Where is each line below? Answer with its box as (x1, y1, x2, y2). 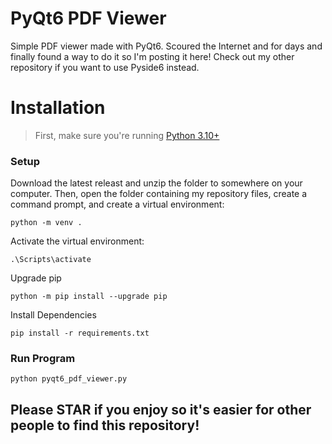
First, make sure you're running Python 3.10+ (34, 129, 220, 141)
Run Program (10, 352, 76, 366)
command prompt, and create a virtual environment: (10, 198, 225, 211)
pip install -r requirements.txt (10, 328, 150, 339)
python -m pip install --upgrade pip (10, 292, 168, 302)
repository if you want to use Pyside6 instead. (10, 61, 200, 73)
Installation (10, 97, 106, 119)
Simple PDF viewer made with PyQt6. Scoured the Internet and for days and (10, 40, 323, 52)
